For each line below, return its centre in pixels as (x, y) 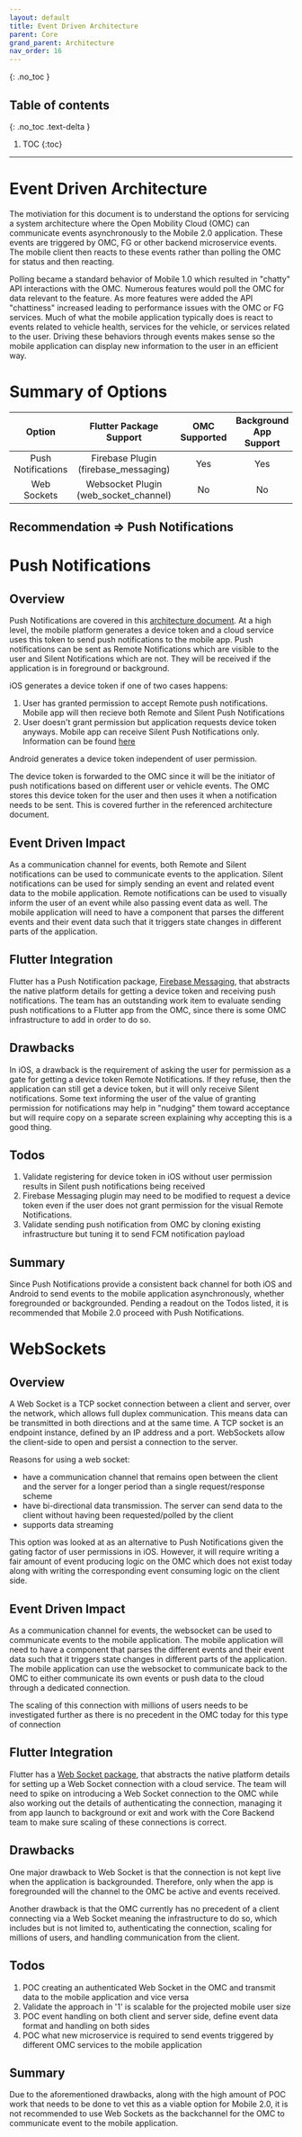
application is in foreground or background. (89, 669)
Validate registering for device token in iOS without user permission (147, 1177)
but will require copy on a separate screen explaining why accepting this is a (151, 1118)
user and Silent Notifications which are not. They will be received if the (140, 659)
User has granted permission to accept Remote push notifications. (145, 704)
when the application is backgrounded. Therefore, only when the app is (142, 1881)
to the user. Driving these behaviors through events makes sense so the (142, 336)
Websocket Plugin (124, 484)
